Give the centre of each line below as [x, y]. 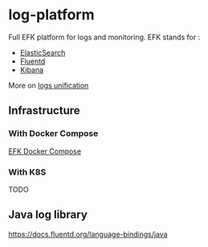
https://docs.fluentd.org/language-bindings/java [88, 234]
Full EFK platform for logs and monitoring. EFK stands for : [104, 37]
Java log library [48, 215]
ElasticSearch [43, 52]
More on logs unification [49, 85]
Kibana [32, 69]
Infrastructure [44, 111]
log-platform [51, 15]
